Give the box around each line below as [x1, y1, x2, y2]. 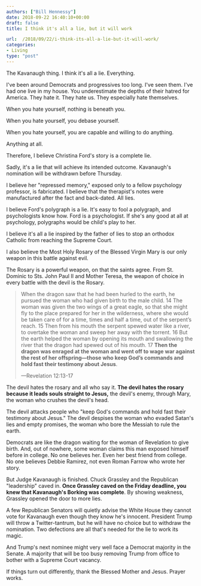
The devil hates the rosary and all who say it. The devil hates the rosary [6, 383, 184, 391]
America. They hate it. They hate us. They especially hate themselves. [6, 93, 179, 101]
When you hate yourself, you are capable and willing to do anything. [6, 128, 174, 135]
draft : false [6, 20, 39, 26]
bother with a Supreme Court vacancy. [6, 556, 102, 563]
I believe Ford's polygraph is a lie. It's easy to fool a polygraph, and [6, 206, 172, 213]
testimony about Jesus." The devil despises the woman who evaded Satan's [6, 414, 194, 421]
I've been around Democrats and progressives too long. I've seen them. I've [6, 81, 193, 88]
